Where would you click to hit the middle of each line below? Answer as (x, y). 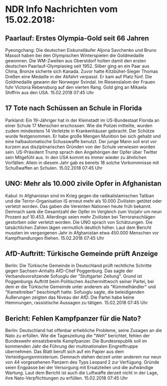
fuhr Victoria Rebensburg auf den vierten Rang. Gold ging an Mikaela (76, 87)
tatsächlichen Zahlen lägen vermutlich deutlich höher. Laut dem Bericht (78, 227)
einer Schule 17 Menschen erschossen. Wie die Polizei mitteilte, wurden (79, 125)
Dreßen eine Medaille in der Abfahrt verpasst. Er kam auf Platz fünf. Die (79, 77)
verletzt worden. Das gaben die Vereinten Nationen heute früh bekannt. (79, 206)
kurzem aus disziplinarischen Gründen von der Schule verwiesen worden (80, 147)
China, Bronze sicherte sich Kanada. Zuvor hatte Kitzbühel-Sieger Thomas (82, 71)
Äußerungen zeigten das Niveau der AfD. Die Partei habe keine (70, 297)
